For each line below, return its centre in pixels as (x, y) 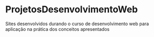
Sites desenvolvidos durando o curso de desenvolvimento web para (77, 24)
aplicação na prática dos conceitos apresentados (57, 29)
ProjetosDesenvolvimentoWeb (72, 10)
